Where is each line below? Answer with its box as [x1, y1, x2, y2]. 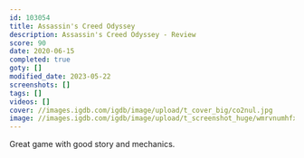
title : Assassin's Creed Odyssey [9, 22, 136, 31]
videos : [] [9, 97, 51, 107]
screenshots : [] [9, 80, 71, 89]
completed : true [9, 55, 71, 64]
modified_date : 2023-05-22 [9, 72, 111, 81]
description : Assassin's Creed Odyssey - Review [9, 30, 196, 39]
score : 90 [9, 38, 47, 48]
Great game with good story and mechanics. [9, 139, 176, 150]
